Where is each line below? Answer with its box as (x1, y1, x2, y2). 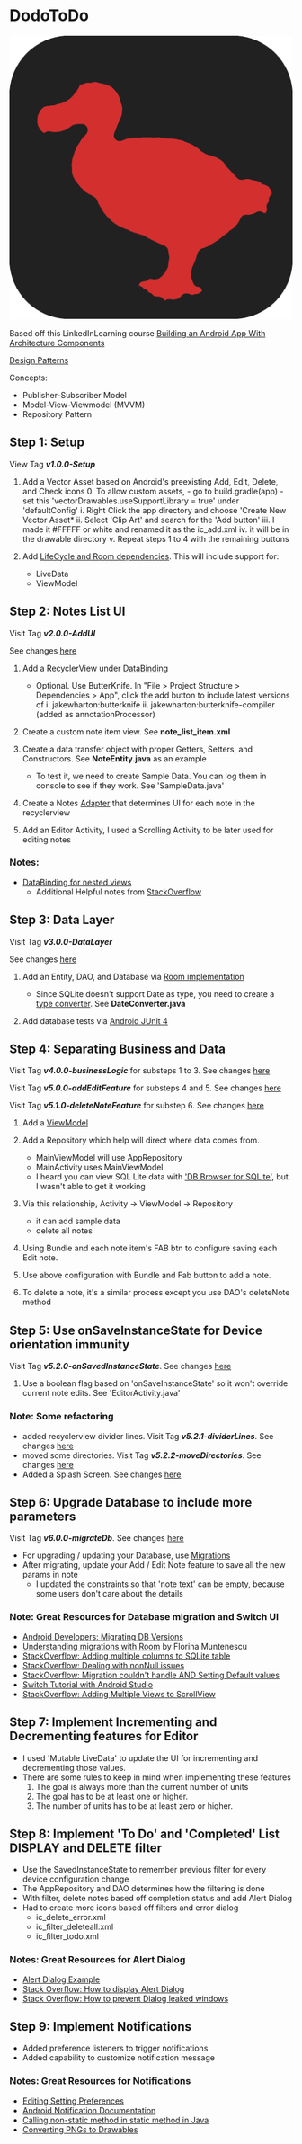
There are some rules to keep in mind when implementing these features (22, 1772, 292, 1783)
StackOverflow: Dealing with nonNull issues (22, 1659, 185, 1670)
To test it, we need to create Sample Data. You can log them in (35, 770, 267, 781)
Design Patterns (9, 354, 69, 365)
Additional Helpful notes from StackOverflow (35, 886, 202, 897)
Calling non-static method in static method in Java (22, 2114, 209, 2125)
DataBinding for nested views (22, 876, 132, 887)
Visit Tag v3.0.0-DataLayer (9, 936, 112, 947)
